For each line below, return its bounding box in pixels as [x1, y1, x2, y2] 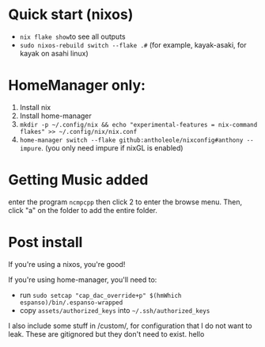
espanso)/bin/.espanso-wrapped [19, 299, 123, 307]
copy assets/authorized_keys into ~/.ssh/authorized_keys [19, 305, 210, 315]
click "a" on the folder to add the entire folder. [8, 205, 158, 215]
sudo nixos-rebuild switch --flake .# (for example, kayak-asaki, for [19, 40, 247, 49]
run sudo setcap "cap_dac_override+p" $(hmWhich [19, 290, 182, 299]
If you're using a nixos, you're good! [8, 259, 126, 269]
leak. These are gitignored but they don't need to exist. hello [8, 329, 205, 338]
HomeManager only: [8, 77, 146, 94]
